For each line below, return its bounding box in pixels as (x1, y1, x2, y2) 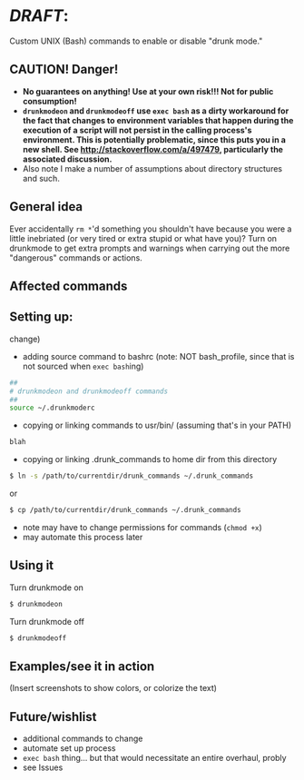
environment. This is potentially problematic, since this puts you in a (22, 133, 286, 145)
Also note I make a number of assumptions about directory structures (22, 163, 283, 173)
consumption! (22, 95, 77, 106)
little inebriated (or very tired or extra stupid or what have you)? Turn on (9, 232, 278, 243)
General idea (9, 199, 83, 214)
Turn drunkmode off (9, 616, 84, 627)
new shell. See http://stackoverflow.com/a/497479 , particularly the (22, 143, 284, 154)
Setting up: (9, 310, 74, 325)
